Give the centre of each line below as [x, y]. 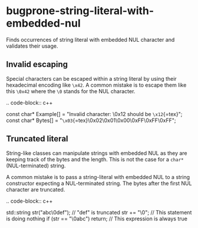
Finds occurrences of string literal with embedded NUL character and [90, 39]
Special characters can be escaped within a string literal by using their [91, 78]
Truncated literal [37, 139]
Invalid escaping [37, 65]
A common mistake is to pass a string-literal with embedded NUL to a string [98, 177]
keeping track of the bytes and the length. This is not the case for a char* [95, 159]
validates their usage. [32, 46]
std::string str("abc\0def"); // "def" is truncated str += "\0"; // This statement [99, 212]
